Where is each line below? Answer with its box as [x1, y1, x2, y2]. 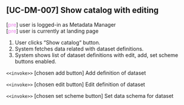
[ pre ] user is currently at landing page [6, 27, 99, 34]
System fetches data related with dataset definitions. [14, 45, 144, 52]
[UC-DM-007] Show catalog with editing [6, 5, 159, 15]
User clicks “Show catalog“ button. [14, 39, 101, 46]
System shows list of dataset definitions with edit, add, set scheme [14, 51, 179, 59]
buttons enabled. [14, 58, 56, 65]
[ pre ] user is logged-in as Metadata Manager [6, 21, 116, 28]
